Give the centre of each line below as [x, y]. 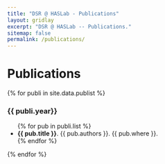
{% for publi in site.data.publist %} [56, 93]
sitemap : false [29, 33]
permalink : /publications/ [46, 40]
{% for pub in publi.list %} [54, 126]
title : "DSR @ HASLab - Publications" [63, 14]
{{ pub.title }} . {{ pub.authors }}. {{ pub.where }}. [87, 133]
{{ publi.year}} [32, 110]
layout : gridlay [31, 20]
